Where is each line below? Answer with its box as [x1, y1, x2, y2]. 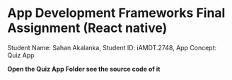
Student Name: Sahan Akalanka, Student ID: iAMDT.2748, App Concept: [7, 43, 217, 52]
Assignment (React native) [7, 20, 168, 36]
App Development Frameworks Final [7, 5, 226, 21]
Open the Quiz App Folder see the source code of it [7, 64, 161, 73]
